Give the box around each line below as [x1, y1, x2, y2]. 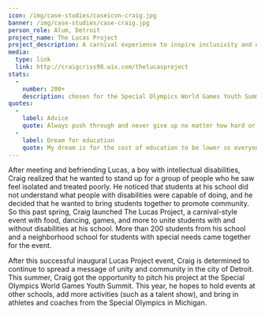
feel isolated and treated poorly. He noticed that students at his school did [8, 182, 248, 192]
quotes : [8, 99, 34, 107]
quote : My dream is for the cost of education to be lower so [22, 144, 231, 152]
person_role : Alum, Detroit [8, 26, 101, 34]
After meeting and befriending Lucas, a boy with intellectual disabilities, [8, 165, 241, 174]
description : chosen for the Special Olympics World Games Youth [22, 92, 242, 100]
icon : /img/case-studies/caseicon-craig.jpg [8, 11, 157, 20]
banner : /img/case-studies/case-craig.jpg [8, 19, 150, 27]
